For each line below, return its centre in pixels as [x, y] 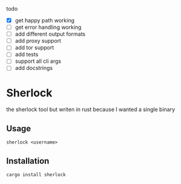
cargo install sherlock [36, 175]
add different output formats [50, 34]
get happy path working [45, 20]
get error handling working [48, 27]
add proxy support [38, 41]
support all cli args [38, 61]
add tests [27, 54]
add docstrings [34, 68]
